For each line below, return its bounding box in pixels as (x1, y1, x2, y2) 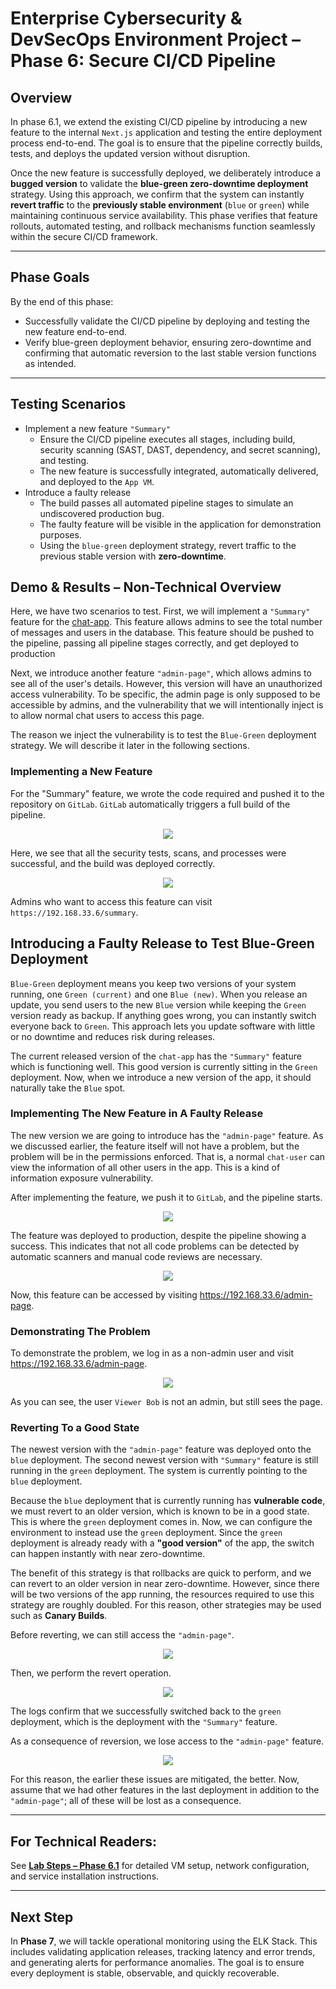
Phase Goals (10, 269, 90, 286)
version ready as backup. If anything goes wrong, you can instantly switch (10, 1009, 317, 1021)
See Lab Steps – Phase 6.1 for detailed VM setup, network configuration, (10, 1860, 310, 1872)
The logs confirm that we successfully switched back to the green (10, 1705, 282, 1717)
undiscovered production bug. (39, 507, 165, 519)
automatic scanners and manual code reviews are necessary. (10, 1250, 263, 1262)
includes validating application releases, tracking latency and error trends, (10, 1946, 316, 1958)
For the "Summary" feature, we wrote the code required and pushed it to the (10, 787, 325, 799)
